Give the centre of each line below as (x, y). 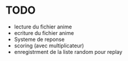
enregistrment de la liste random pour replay (68, 52)
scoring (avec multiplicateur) (49, 46)
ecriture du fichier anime (44, 33)
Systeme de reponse (39, 39)
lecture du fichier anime (43, 27)
